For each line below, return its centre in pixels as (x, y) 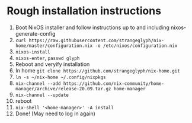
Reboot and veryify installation (52, 64)
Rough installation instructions (84, 11)
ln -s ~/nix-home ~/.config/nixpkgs (60, 77)
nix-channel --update (42, 95)
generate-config (35, 33)
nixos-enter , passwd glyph (47, 58)
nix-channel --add (38, 83)
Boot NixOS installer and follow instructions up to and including (92, 27)
